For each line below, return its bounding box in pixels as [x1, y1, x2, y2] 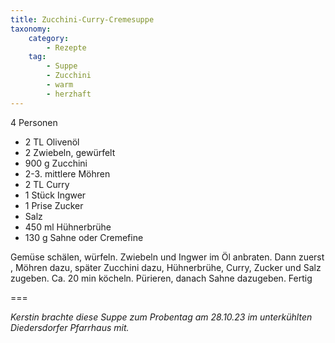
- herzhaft [46, 89, 92, 99]
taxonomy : [10, 24, 52, 34]
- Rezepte [46, 42, 87, 53]
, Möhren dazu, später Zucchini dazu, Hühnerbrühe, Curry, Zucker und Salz [10, 261, 322, 273]
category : [28, 33, 70, 43]
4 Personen [10, 116, 58, 128]
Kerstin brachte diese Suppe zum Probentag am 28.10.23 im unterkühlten [10, 311, 313, 323]
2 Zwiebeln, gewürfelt [24, 146, 116, 158]
